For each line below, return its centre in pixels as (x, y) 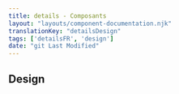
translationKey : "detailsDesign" (65, 31)
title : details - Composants (58, 16)
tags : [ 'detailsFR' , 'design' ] (61, 38)
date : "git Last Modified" (54, 46)
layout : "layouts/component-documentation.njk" (90, 23)
